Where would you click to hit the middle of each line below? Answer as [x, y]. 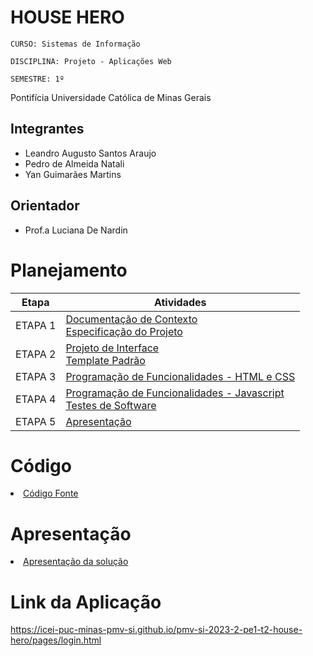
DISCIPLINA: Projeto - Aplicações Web [91, 61]
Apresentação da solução [76, 562]
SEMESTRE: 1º [37, 79]
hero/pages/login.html [56, 640]
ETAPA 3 [36, 376]
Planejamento [69, 270]
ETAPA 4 [36, 399]
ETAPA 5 [36, 421]
